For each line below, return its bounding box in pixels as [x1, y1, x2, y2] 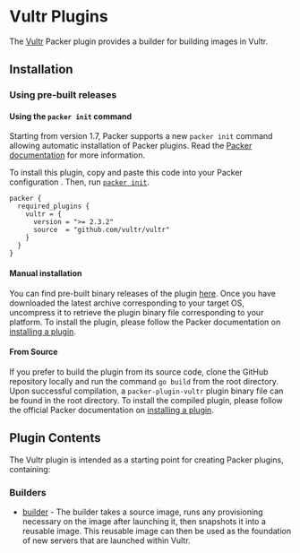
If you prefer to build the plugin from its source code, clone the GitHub [9, 366, 269, 377]
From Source [9, 347, 58, 358]
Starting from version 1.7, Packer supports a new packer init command [9, 131, 273, 142]
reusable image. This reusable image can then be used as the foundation [21, 525, 292, 536]
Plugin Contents [9, 430, 101, 445]
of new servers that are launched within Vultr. [21, 535, 191, 546]
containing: [9, 463, 51, 474]
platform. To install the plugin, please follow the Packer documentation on [9, 316, 281, 327]
